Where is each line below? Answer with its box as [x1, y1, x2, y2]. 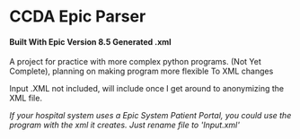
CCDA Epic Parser [9, 6, 146, 27]
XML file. [9, 92, 43, 104]
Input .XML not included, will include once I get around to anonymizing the [9, 83, 285, 94]
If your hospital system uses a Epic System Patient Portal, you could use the [9, 110, 292, 121]
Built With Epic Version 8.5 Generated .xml [9, 36, 172, 47]
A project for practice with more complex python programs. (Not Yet [9, 56, 262, 67]
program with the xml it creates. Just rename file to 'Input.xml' [9, 119, 241, 131]
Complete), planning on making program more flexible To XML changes [9, 65, 274, 77]
